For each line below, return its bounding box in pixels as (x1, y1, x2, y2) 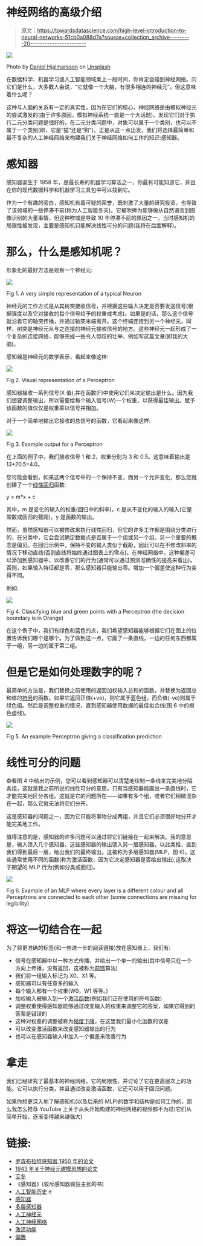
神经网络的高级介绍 (6, 5, 102, 19)
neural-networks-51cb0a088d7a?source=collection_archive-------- (21, 33, 190, 41)
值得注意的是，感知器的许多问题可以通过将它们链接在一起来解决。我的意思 (6, 833, 192, 840)
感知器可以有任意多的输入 (14, 979, 79, 987)
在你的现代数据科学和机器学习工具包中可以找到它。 (6, 186, 134, 193)
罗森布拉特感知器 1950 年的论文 (14, 1158, 94, 1165)
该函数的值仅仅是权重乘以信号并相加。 (6, 404, 101, 411)
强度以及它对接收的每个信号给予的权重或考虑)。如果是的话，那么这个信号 (11, 310, 194, 317)
